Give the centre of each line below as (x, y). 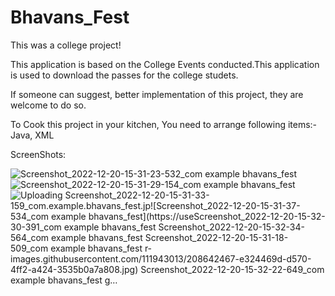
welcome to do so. (48, 105)
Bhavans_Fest (70, 17)
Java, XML (32, 135)
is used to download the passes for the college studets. (124, 75)
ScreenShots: (38, 154)
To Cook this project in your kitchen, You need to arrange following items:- (164, 124)
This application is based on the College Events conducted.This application (165, 64)
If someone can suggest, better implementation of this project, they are (157, 94)
